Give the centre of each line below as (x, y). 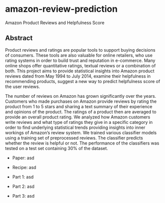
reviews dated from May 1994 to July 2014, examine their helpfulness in (78, 76)
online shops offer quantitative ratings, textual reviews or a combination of (81, 65)
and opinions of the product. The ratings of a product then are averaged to (81, 112)
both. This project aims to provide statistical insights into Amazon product (80, 71)
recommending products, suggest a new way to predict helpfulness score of (83, 81)
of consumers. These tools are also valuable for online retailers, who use (79, 55)
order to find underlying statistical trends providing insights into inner (75, 127)
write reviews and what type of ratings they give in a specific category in (79, 122)
